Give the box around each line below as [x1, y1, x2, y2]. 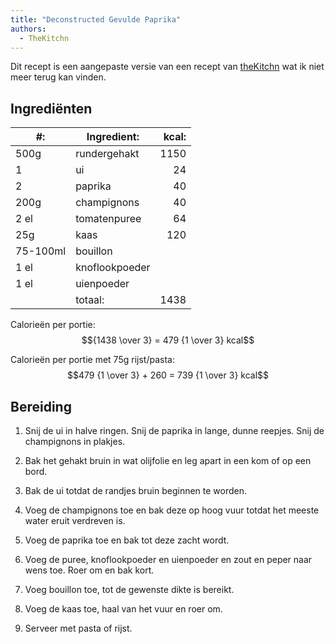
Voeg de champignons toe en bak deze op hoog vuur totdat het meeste [24, 504, 320, 516]
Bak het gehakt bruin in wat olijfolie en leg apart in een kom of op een [24, 455, 312, 466]
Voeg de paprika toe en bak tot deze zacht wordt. [24, 534, 230, 546]
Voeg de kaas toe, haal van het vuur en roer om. [24, 603, 223, 615]
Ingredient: [86, 130, 140, 144]
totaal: [75, 293, 105, 307]
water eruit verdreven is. [24, 515, 126, 526]
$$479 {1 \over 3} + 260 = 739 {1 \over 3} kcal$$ [66, 369, 270, 381]
